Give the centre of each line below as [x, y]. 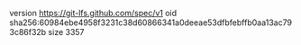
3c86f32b [28, 32]
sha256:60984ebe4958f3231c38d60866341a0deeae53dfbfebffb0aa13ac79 [151, 22]
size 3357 [66, 32]
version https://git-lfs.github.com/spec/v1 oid [93, 13]
